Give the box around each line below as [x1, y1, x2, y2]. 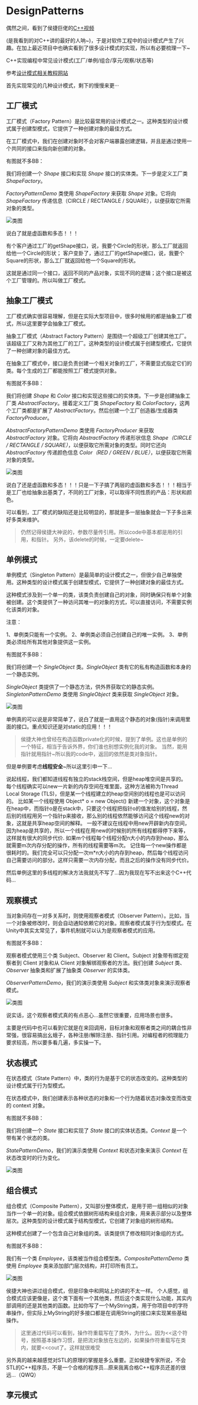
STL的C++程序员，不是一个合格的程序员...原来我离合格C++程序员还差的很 [6, 1364, 186, 1371]
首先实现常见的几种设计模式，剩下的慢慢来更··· [6, 81, 120, 89]
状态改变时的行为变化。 [6, 1154, 63, 1161]
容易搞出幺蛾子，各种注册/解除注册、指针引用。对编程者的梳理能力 [26, 1032, 189, 1039]
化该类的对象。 [6, 606, 42, 613]
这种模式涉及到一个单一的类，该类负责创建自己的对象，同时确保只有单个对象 [6, 591, 192, 598]
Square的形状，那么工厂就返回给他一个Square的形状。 [6, 256, 139, 264]
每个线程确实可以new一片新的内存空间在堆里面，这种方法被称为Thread [6, 783, 179, 790]
